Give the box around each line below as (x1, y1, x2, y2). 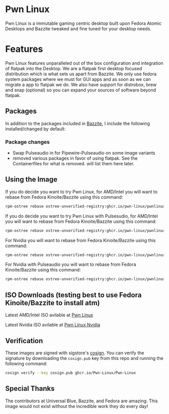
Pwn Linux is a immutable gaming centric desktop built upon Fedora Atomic (5, 20, 162, 26)
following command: (5, 360, 48, 366)
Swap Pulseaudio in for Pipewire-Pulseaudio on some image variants (12, 150, 155, 156)
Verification (5, 336, 43, 345)
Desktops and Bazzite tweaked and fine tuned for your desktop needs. (5, 25, 152, 31)
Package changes (5, 138, 50, 145)
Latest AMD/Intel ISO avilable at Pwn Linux (5, 312, 94, 318)
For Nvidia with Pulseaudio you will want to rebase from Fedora (5, 261, 137, 267)
